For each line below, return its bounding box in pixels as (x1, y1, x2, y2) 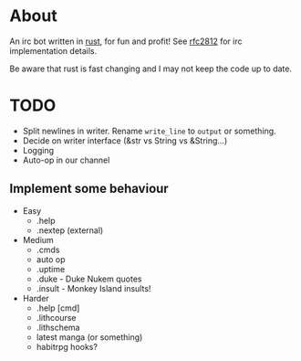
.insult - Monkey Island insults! (36, 282, 151, 293)
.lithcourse (36, 312, 77, 323)
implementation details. (9, 45, 98, 56)
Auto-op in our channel (22, 154, 110, 165)
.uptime (36, 263, 66, 274)
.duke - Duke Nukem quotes (36, 273, 142, 284)
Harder (22, 292, 50, 303)
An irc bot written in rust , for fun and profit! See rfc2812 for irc (9, 36, 243, 47)
